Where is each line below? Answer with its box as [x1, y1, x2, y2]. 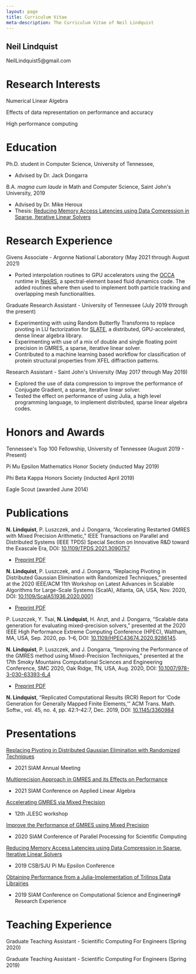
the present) [6, 308, 36, 315]
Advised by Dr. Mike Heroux [14, 201, 83, 208]
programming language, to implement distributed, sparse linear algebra [14, 399, 188, 406]
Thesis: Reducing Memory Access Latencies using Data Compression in [14, 207, 190, 214]
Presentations [6, 727, 77, 741]
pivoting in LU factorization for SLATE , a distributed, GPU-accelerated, [14, 326, 185, 332]
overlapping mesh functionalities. [14, 290, 96, 297]
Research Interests [6, 78, 101, 91]
